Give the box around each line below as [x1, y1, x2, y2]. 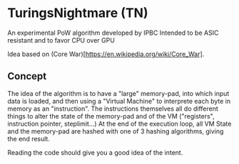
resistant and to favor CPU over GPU [7, 35, 116, 44]
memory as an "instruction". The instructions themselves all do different [7, 104, 219, 113]
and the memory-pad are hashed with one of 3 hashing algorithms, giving [7, 126, 224, 136]
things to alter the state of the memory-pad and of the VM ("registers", [7, 111, 215, 120]
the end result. [7, 134, 50, 143]
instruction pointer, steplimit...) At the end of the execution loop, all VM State [7, 119, 232, 128]
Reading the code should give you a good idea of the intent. [7, 148, 183, 157]
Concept [7, 70, 47, 82]
